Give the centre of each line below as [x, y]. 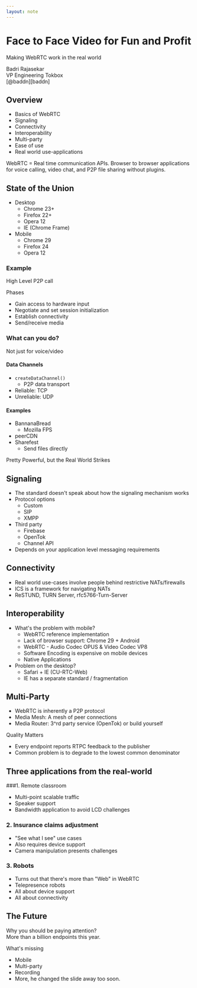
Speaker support [35, 803]
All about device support [45, 891]
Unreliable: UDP [34, 397]
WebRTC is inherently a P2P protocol [60, 711]
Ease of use [29, 146]
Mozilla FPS [38, 430]
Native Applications [47, 659]
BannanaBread [33, 423]
